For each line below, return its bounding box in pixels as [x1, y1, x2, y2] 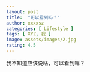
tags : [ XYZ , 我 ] [6, 31, 52, 37]
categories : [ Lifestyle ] [6, 25, 74, 32]
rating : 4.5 [6, 43, 36, 49]
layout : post [6, 8, 39, 15]
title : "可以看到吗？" [6, 14, 60, 20]
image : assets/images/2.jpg [6, 37, 77, 43]
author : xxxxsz [6, 20, 44, 26]
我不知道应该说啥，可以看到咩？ [6, 59, 85, 67]
